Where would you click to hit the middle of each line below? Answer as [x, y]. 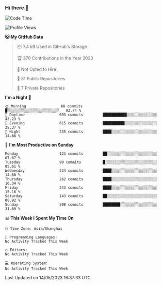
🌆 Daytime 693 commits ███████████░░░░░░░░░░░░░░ [81, 115]
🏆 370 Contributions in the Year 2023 [55, 58]
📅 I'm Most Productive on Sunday [39, 145]
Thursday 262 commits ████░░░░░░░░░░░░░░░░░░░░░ [81, 179]
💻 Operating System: [27, 263]
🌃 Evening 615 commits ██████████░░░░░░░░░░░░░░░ [81, 123]
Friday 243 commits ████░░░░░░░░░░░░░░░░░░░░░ [81, 188]
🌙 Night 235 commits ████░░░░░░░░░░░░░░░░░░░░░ [81, 132]
